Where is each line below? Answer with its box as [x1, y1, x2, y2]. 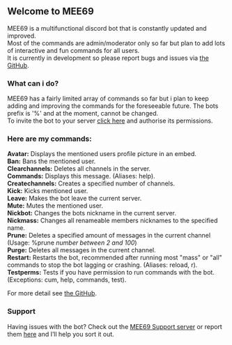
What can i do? [7, 78, 59, 88]
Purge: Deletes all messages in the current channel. [7, 246, 157, 254]
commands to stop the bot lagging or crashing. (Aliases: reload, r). [7, 261, 198, 269]
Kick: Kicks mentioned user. [7, 187, 88, 195]
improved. [7, 31, 36, 40]
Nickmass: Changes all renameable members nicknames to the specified [7, 216, 218, 225]
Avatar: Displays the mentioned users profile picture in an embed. [7, 150, 197, 158]
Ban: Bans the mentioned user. [7, 157, 96, 166]
